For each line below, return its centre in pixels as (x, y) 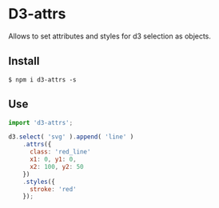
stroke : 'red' (53, 189)
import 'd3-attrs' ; (41, 122)
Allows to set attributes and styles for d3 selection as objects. (110, 36)
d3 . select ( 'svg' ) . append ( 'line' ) (71, 137)
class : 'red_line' (60, 152)
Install (24, 61)
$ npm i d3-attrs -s (43, 80)
